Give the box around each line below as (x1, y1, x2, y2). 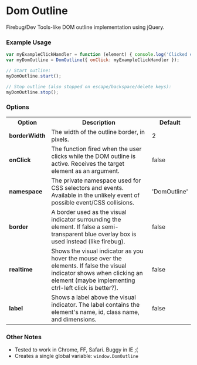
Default (159, 118, 181, 126)
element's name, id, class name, (51, 307, 140, 316)
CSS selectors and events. (51, 183, 124, 192)
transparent (51, 230, 84, 238)
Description (81, 118, 116, 126)
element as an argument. (51, 166, 120, 175)
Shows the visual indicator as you (51, 247, 144, 255)
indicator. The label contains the (51, 300, 140, 309)
